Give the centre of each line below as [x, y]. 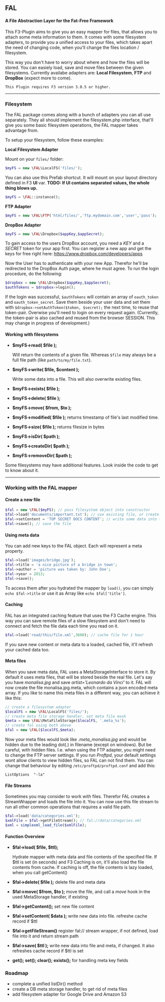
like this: [14, 698]
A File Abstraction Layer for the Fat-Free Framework [59, 20]
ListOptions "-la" [25, 775]
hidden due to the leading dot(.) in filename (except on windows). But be [78, 745]
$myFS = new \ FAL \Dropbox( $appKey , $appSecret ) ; [55, 234]
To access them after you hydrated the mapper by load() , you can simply [79, 588]
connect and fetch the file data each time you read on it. [62, 626]
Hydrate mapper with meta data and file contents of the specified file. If [84, 857]
